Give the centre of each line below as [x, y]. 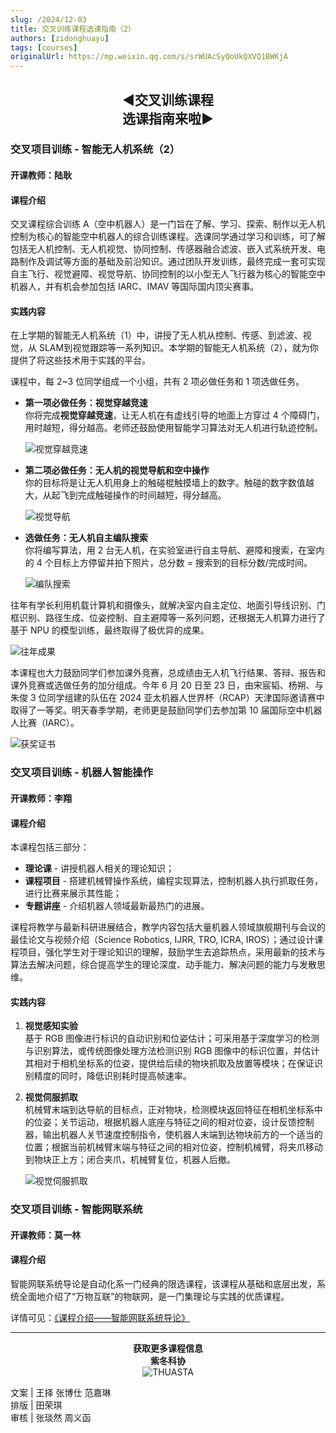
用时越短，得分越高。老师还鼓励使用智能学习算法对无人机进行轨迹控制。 [173, 428]
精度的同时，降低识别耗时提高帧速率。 [112, 1076]
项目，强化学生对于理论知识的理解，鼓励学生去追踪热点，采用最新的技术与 [172, 952]
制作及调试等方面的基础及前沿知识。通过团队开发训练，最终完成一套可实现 [172, 262]
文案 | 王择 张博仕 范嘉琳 [61, 1393]
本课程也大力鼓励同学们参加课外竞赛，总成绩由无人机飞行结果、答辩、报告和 [168, 673]
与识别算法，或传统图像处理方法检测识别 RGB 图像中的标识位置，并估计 [172, 1051]
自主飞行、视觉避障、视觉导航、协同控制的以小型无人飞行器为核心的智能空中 [168, 274]
